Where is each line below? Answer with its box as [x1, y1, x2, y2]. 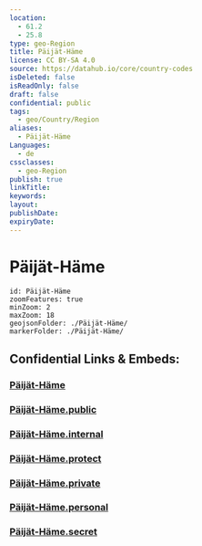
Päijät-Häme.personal [9, 501, 109, 514]
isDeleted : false [9, 73, 76, 82]
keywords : [9, 192, 47, 201]
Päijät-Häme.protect [9, 452, 102, 465]
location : [9, 13, 47, 23]
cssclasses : [9, 157, 55, 167]
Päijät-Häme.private [9, 477, 101, 489]
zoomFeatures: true [9, 294, 84, 304]
